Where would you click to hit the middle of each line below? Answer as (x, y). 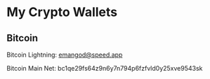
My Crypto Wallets (62, 12)
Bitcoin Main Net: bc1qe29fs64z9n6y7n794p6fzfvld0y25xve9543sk (105, 68)
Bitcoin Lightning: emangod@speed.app (65, 55)
